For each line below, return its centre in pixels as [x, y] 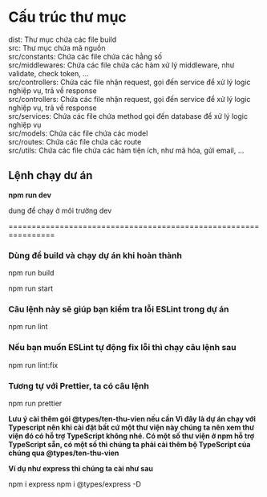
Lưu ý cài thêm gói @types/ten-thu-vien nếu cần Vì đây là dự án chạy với [132, 418]
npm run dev [30, 195]
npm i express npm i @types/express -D [75, 484]
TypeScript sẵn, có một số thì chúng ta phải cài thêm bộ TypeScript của [129, 444]
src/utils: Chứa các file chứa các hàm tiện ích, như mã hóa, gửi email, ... [126, 150]
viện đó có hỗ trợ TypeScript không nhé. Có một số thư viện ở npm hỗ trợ [131, 436]
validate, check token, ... [49, 73]
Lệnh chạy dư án [51, 175]
